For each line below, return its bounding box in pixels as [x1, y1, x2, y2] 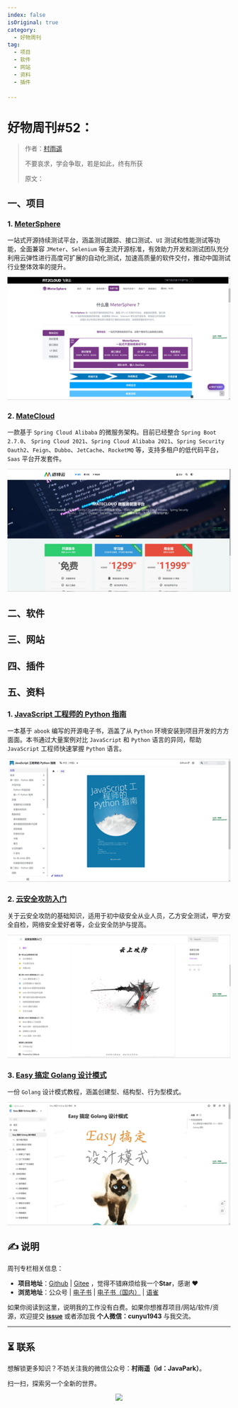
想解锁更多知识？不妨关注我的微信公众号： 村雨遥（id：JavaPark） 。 [7, 1364, 206, 1373]
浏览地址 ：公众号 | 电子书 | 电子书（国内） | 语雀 [17, 1288, 159, 1296]
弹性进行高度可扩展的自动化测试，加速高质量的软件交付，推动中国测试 [25, 253, 231, 262]
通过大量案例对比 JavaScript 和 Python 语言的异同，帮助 [38, 736, 202, 744]
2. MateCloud [7, 411, 55, 420]
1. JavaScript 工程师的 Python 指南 [7, 709, 127, 719]
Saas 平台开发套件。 [7, 454, 66, 463]
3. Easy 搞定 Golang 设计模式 [7, 1070, 108, 1080]
